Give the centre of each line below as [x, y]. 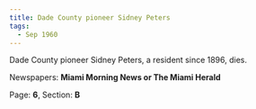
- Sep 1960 [38, 34]
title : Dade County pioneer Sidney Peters [90, 18]
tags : [19, 26]
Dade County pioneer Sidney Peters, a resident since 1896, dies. [128, 60]
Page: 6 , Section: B [45, 95]
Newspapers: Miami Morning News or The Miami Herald [115, 77]
